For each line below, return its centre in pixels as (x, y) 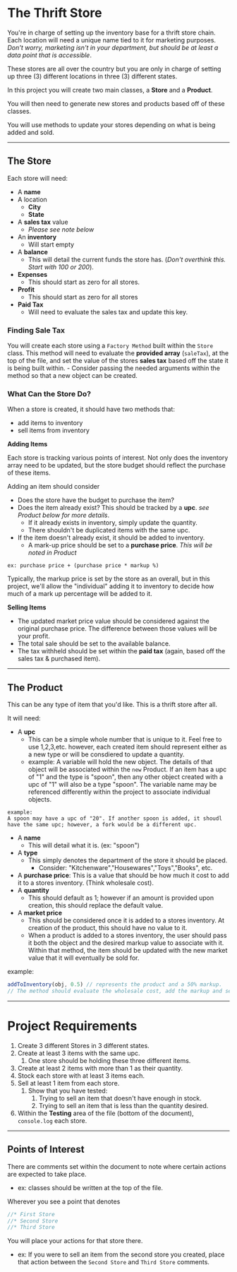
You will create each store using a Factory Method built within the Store (110, 346)
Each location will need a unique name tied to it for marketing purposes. (112, 40)
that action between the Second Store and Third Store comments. (114, 1262)
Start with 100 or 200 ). (61, 267)
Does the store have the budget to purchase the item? (96, 500)
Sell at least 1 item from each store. (68, 1083)
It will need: (24, 718)
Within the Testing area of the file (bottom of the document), (105, 1113)
